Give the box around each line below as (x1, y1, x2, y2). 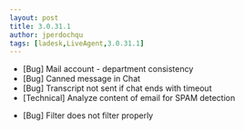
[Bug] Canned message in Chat (22, 74, 141, 85)
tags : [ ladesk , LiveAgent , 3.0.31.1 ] (9, 38, 145, 48)
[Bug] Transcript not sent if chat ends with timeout (22, 83, 212, 94)
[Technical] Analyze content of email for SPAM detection (22, 93, 236, 104)
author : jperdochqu (9, 30, 84, 39)
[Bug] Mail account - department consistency (22, 64, 194, 75)
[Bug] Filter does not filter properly (22, 110, 154, 121)
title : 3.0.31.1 (9, 22, 71, 31)
